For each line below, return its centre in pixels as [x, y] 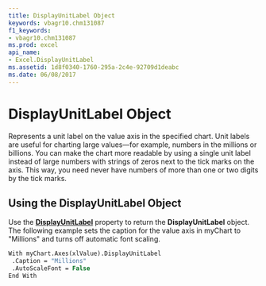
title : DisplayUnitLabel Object [62, 15]
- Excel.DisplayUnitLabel [51, 60]
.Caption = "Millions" [49, 261]
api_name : [25, 52]
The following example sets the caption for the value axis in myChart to [124, 230]
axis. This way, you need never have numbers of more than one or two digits [133, 170]
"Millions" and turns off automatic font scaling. [85, 239]
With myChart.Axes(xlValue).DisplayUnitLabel [85, 254]
